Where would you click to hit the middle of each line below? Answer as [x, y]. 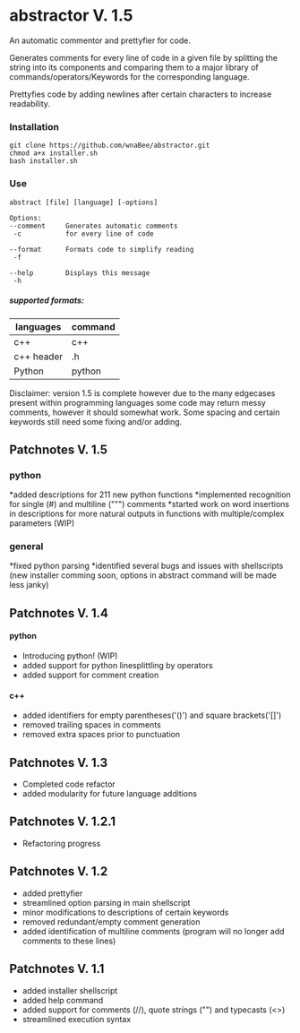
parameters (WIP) [42, 523]
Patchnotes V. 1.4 [59, 613]
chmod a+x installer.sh [54, 153]
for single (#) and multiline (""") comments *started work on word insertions [149, 504]
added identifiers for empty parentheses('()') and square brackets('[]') [152, 715]
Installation [34, 126]
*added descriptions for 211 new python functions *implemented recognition [150, 495]
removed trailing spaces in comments [91, 725]
